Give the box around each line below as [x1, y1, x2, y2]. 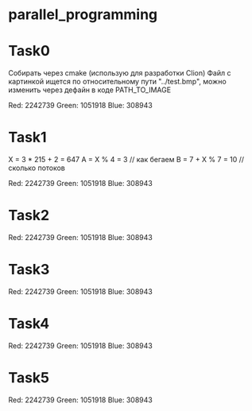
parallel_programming [8, 6, 158, 24]
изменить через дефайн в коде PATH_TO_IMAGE [8, 85, 172, 95]
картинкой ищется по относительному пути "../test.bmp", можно [8, 77, 227, 87]
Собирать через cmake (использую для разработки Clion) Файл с [8, 68, 231, 78]
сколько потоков [8, 163, 66, 173]
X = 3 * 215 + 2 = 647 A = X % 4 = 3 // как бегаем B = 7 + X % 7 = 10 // [8, 155, 245, 165]
